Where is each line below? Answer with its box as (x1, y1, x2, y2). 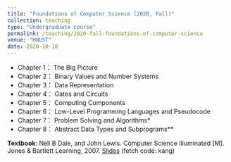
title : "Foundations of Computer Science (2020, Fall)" (7, 10, 175, 18)
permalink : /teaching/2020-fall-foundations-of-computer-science (7, 30, 203, 37)
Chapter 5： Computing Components (17, 99, 125, 106)
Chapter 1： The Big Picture (17, 63, 99, 71)
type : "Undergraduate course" (7, 23, 96, 30)
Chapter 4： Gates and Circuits (17, 89, 108, 98)
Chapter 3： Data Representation (17, 81, 114, 89)
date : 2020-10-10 (7, 43, 58, 50)
